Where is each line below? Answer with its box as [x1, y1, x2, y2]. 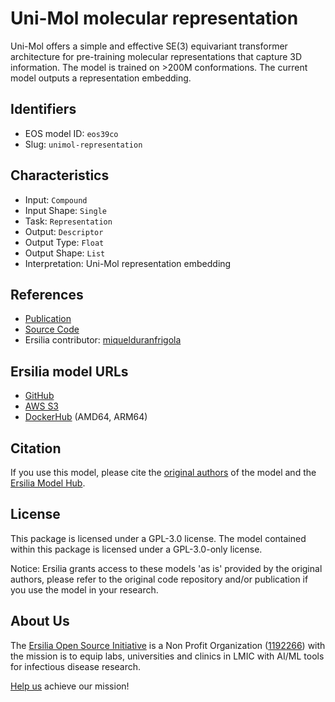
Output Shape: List [24, 247, 106, 259]
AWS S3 [24, 400, 60, 412]
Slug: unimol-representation [24, 138, 143, 150]
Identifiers [10, 101, 77, 118]
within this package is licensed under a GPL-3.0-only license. [10, 543, 263, 555]
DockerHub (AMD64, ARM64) [24, 411, 148, 423]
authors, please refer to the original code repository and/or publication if [10, 573, 309, 585]
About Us [10, 613, 70, 630]
